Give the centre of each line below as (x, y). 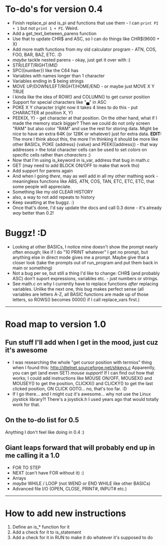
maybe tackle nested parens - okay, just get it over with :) (71, 60)
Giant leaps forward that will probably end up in (80, 448)
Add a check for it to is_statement (47, 532)
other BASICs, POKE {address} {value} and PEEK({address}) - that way (85, 144)
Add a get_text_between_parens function (54, 33)
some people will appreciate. (42, 186)
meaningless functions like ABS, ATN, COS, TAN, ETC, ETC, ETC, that (83, 181)
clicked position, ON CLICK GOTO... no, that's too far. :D (70, 389)
